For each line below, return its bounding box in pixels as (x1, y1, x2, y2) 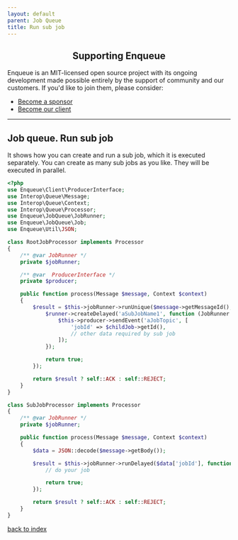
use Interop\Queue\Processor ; (7, 206, 97, 213)
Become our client (17, 105, 72, 113)
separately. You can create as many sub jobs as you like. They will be (7, 159, 210, 167)
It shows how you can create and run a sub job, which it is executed (7, 151, 205, 159)
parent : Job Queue (7, 17, 62, 24)
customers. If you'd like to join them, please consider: (7, 84, 164, 92)
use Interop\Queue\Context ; (7, 199, 91, 206)
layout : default (7, 10, 55, 18)
